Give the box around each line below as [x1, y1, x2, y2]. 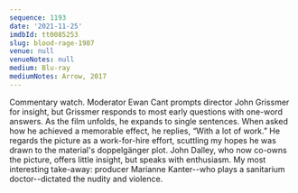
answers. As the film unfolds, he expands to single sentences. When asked [9, 115, 289, 126]
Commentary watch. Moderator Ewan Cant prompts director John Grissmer [9, 96, 290, 107]
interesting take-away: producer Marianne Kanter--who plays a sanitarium [9, 163, 286, 174]
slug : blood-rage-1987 [9, 38, 95, 48]
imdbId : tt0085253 [9, 30, 79, 39]
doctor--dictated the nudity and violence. [9, 173, 163, 184]
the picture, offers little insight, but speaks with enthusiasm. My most [9, 154, 266, 165]
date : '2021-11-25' [9, 22, 83, 31]
